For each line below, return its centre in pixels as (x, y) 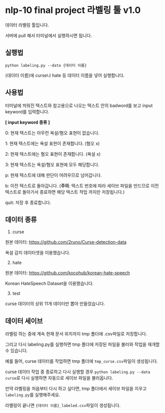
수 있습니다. (17, 351)
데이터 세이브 (24, 321)
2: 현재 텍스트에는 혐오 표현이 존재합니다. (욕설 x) (53, 154)
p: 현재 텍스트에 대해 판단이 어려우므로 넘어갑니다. (53, 175)
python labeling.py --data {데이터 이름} (46, 65)
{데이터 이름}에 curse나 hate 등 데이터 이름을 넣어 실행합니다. (65, 75)
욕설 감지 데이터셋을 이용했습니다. (38, 253)
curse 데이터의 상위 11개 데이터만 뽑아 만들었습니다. (55, 304)
